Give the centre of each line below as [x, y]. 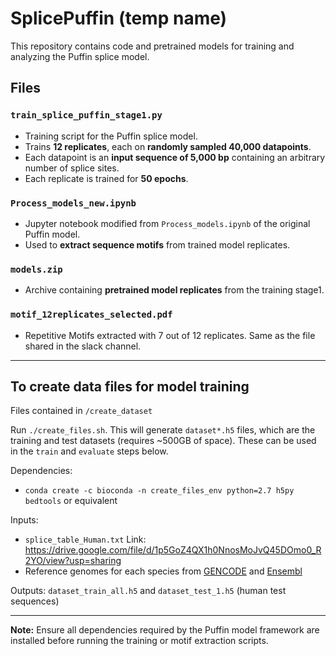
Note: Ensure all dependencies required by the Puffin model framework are [165, 630]
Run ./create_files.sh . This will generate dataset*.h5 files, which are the [163, 430]
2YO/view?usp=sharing [73, 561]
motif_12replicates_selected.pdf [91, 315]
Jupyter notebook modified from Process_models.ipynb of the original [167, 223]
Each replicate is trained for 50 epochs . [106, 178]
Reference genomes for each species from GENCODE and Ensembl [163, 571]
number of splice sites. [72, 168]
